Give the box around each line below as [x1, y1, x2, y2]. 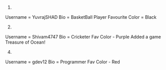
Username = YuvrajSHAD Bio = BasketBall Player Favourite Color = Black [5, 14, 157, 20]
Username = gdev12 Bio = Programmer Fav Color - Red [5, 59, 120, 65]
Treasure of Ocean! [5, 39, 45, 45]
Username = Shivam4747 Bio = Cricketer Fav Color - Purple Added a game [5, 34, 161, 40]
